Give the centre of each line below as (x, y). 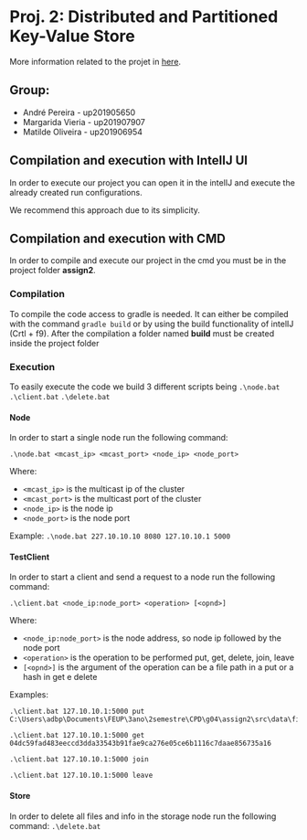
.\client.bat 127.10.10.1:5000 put (77, 712)
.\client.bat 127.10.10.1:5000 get (77, 736)
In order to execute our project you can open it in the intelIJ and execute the (152, 182)
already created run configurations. (76, 192)
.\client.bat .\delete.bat (60, 397)
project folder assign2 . (53, 271)
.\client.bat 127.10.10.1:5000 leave (81, 776)
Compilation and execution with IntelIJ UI (129, 160)
